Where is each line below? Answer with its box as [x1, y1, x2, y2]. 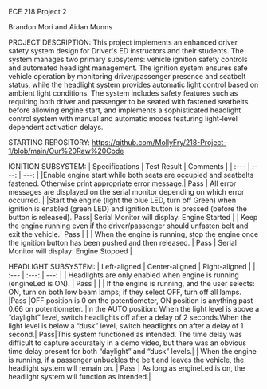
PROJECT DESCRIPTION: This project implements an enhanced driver [8, 37, 238, 47]
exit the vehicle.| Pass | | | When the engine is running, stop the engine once [8, 230, 259, 238]
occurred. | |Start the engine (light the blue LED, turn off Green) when [8, 195, 237, 205]
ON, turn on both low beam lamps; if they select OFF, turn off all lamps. [8, 287, 241, 297]
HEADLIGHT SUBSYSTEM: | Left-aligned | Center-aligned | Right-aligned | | [8, 262, 256, 271]
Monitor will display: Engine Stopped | [8, 246, 133, 256]
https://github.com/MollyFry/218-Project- [91, 138, 227, 147]
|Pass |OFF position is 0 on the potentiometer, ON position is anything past [8, 296, 253, 305]
